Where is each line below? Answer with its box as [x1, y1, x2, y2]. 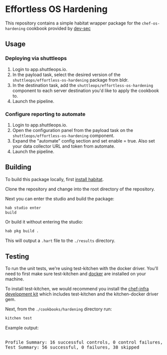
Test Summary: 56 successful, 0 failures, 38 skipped [5, 344, 140, 350]
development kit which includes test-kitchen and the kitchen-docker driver [5, 291, 159, 297]
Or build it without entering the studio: [5, 219, 83, 225]
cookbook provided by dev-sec [26, 25, 91, 31]
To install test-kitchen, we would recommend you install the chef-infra [5, 286, 149, 292]
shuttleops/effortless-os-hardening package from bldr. [12, 76, 129, 83]
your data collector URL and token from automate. [12, 143, 116, 149]
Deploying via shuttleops [5, 55, 67, 62]
